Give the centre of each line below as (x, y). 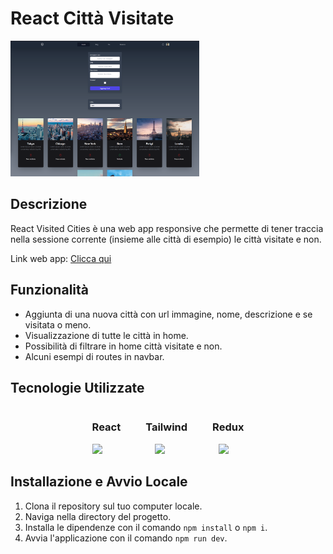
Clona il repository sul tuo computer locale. (113, 506)
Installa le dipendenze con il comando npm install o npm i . (146, 527)
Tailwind (166, 427)
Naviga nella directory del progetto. (98, 516)
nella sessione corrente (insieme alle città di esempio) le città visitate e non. (166, 239)
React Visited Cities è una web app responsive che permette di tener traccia (167, 228)
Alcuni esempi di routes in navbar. (94, 356)
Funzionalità (49, 290)
